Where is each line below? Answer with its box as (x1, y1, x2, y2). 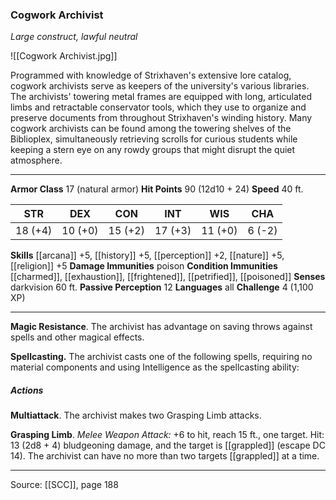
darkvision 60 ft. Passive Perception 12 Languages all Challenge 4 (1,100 (10, 281, 314, 293)
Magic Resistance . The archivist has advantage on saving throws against (10, 321, 313, 333)
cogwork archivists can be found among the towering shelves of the (10, 123, 292, 135)
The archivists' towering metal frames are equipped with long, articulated (10, 91, 312, 103)
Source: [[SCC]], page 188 (10, 479, 119, 491)
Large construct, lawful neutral (10, 31, 138, 43)
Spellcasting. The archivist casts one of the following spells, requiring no (10, 351, 313, 363)
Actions (10, 384, 44, 396)
